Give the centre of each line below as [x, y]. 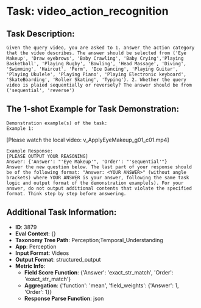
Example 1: [20, 128]
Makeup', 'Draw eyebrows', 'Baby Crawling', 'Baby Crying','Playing [95, 59]
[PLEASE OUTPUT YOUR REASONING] [47, 156]
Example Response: [30, 151]
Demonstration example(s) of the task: [57, 123]
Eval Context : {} [35, 234]
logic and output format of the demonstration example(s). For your [95, 183]
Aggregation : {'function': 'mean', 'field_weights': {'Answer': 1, [101, 285]
